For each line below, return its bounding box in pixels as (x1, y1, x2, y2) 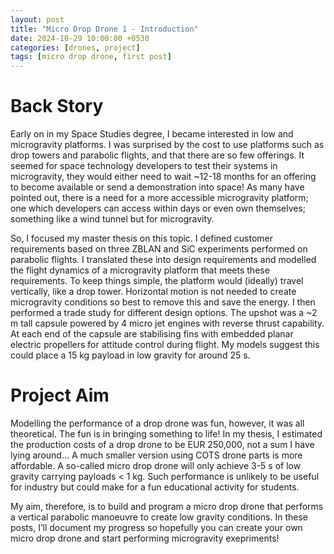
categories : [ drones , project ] (10, 42, 141, 53)
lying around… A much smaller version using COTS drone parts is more (10, 449, 303, 461)
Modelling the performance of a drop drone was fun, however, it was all (10, 417, 305, 429)
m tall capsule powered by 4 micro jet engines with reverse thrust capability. (10, 317, 325, 330)
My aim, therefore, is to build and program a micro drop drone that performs (10, 501, 324, 512)
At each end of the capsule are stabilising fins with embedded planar (10, 328, 294, 340)
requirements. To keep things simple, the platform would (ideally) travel (10, 275, 304, 287)
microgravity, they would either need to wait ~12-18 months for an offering (10, 171, 317, 183)
